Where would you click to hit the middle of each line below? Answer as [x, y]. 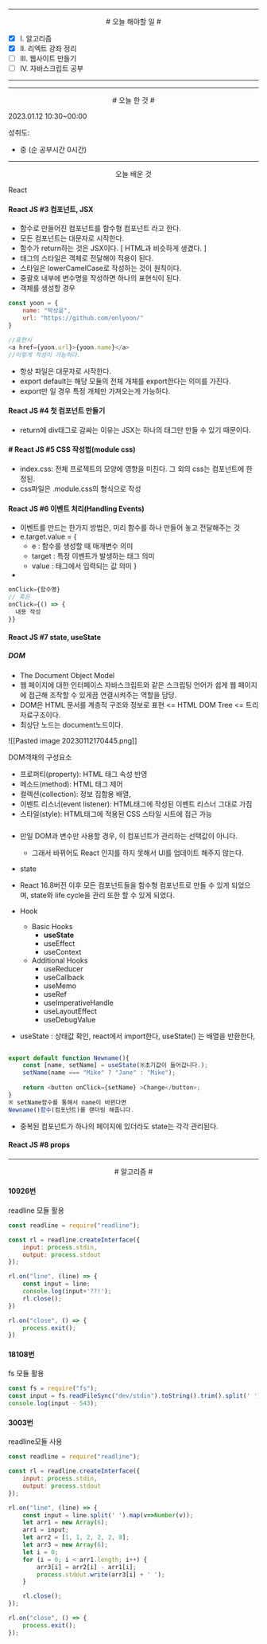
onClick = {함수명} [35, 590]
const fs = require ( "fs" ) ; [53, 1389]
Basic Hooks [52, 926]
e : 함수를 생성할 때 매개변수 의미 [82, 546]
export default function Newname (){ [69, 1058]
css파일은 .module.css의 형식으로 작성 [80, 488]
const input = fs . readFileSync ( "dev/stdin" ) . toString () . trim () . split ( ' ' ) [135, 1396]
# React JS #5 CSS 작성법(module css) [72, 449]
